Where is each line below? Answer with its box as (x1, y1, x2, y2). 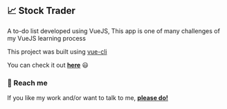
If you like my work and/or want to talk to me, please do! (7, 94, 168, 102)
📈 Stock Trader (7, 5, 76, 17)
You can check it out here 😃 (7, 61, 89, 69)
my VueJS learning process (7, 34, 87, 42)
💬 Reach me (7, 78, 48, 88)
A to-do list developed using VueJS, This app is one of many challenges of (7, 26, 220, 35)
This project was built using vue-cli (7, 47, 107, 56)
